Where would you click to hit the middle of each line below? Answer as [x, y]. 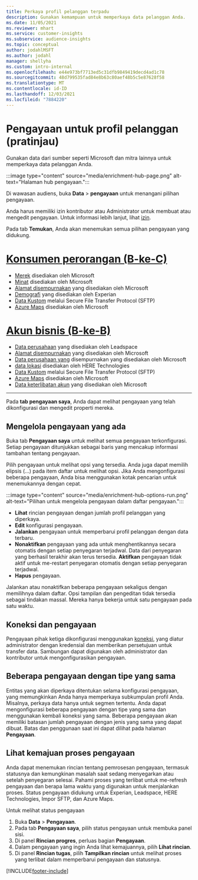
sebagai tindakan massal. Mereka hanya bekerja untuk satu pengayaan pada [99, 600]
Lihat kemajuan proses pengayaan [71, 753]
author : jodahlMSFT [30, 50]
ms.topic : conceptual [33, 45]
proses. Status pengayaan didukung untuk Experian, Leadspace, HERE [92, 792]
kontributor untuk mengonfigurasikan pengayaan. [66, 658]
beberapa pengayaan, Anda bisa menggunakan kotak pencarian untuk [91, 477]
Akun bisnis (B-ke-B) [58, 330]
